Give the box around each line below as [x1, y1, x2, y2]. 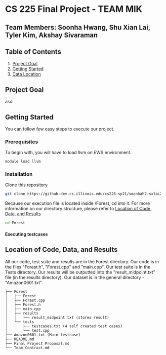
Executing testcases [5, 231, 48, 237]
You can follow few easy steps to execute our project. [5, 126, 115, 132]
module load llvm [5, 159, 41, 164]
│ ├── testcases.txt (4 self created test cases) [5, 323, 123, 329]
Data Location [12, 71, 41, 77]
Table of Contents [5, 47, 62, 56]
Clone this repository [5, 182, 48, 188]
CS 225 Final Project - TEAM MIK [5, 3, 142, 15]
